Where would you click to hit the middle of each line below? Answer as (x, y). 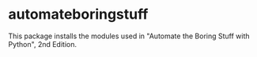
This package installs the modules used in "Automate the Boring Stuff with (129, 36)
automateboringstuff (78, 14)
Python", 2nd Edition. (43, 44)
